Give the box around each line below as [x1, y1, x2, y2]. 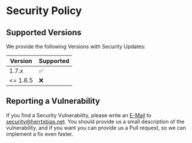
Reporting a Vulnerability [6, 96, 100, 106]
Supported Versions [6, 28, 81, 38]
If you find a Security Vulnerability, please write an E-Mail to [6, 111, 152, 118]
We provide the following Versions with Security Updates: [6, 43, 146, 50]
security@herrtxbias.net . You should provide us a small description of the [6, 118, 184, 125]
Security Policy [6, 4, 82, 18]
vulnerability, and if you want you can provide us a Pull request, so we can [6, 124, 187, 131]
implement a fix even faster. [6, 130, 74, 137]
